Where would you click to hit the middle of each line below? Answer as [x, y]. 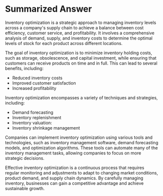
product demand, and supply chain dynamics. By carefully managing [74, 178]
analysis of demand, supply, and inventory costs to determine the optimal [79, 38]
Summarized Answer [49, 9]
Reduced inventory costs [37, 78]
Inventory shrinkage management [46, 128]
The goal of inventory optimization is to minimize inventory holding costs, [79, 53]
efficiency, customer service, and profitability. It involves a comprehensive [80, 33]
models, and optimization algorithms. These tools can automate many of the [81, 148]
